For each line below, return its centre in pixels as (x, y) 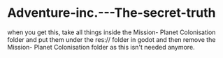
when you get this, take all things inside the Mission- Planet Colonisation (111, 32)
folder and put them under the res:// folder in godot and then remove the (111, 39)
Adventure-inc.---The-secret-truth (111, 13)
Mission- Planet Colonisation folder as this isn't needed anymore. (101, 47)
